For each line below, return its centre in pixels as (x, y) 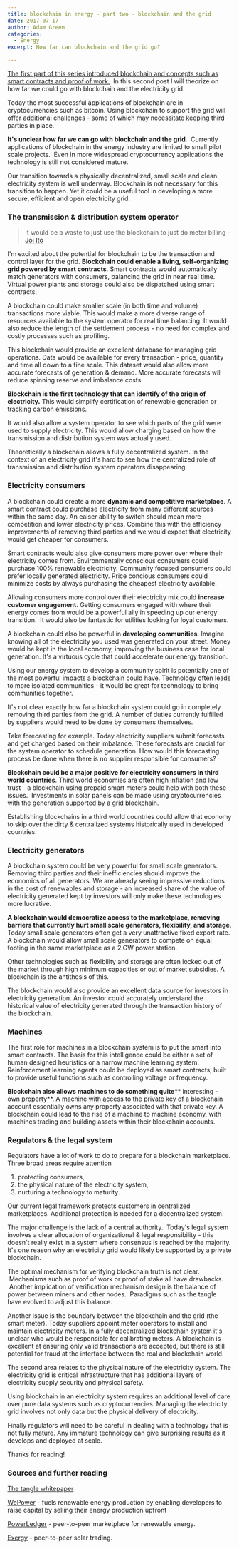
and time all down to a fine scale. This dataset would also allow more (108, 365)
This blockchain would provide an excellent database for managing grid (112, 350)
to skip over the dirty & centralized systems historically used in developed (116, 824)
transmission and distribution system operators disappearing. (97, 467)
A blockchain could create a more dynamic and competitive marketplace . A (119, 501)
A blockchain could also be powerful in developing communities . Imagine (116, 634)
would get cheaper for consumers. (58, 539)
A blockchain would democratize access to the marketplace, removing (114, 917)
